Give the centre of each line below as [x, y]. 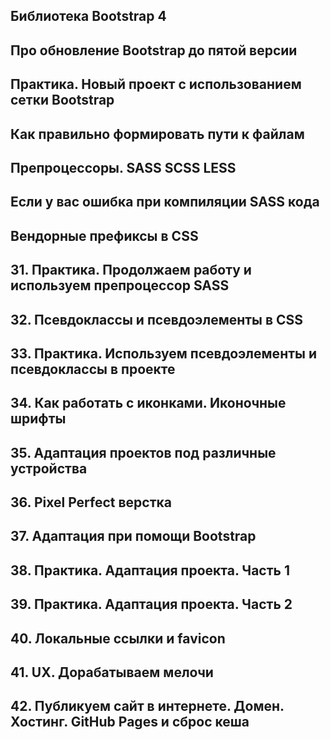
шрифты [38, 419]
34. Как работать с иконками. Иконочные [148, 403]
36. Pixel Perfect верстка [91, 502]
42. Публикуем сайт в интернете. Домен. [147, 706]
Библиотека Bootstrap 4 [88, 16]
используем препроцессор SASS [120, 285]
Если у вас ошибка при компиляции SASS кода [165, 202]
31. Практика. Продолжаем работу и [131, 270]
